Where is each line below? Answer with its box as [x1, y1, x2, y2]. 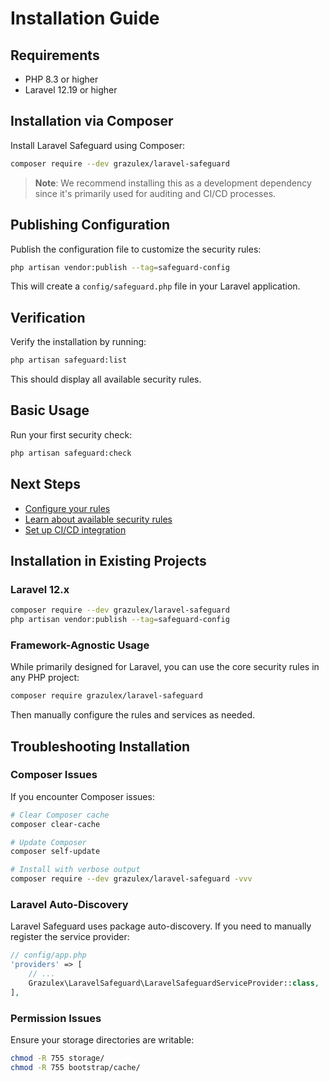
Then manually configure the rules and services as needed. [10, 709, 256, 721]
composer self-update [10, 847, 101, 857]
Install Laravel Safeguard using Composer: [10, 139, 186, 151]
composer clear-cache [10, 819, 101, 829]
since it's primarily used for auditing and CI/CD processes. [34, 187, 277, 199]
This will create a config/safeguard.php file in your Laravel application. [10, 280, 301, 292]
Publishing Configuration [10, 217, 170, 234]
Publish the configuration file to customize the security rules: [10, 243, 262, 255]
